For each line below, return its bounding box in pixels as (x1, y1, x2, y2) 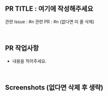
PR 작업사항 (5, 44, 39, 53)
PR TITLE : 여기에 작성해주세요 (5, 4, 93, 13)
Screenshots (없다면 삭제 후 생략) (5, 83, 104, 92)
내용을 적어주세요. (12, 58, 47, 64)
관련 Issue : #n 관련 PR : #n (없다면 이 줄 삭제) (5, 19, 95, 25)
